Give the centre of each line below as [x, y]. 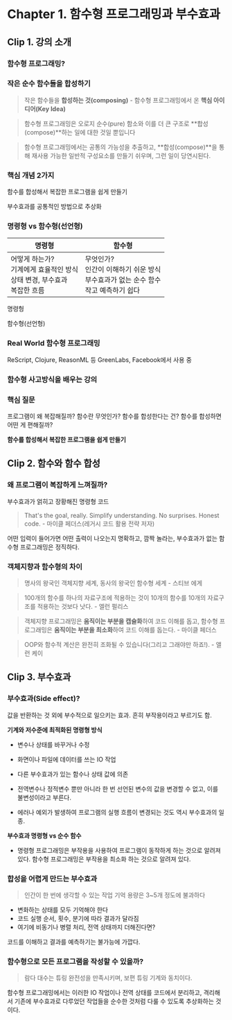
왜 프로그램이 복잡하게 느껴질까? [57, 485]
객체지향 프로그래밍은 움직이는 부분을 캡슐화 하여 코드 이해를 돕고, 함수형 [121, 621]
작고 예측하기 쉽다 [113, 291]
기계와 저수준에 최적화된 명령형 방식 [55, 729]
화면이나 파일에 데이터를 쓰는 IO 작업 [66, 759]
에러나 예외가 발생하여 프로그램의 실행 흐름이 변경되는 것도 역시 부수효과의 [117, 812]
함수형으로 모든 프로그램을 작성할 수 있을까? [75, 961]
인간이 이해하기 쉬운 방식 [123, 270]
